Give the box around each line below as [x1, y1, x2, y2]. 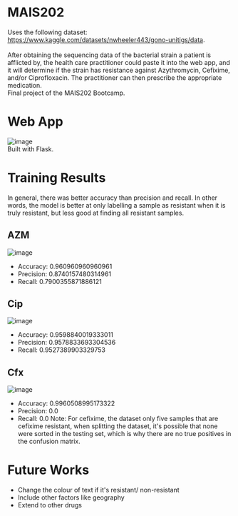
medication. [7, 81, 43, 89]
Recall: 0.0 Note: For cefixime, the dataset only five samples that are [17, 415, 219, 423]
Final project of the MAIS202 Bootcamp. [7, 88, 125, 97]
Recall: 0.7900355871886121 [17, 277, 102, 285]
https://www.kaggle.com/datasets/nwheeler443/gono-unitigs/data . [7, 35, 205, 44]
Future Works [7, 462, 90, 478]
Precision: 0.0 [17, 407, 58, 415]
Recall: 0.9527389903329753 [17, 345, 105, 354]
